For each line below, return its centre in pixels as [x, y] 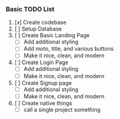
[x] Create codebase [40, 23]
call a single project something [62, 109]
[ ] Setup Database [38, 29]
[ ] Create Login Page [41, 62]
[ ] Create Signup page [43, 83]
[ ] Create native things [43, 103]
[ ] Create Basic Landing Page [52, 35]
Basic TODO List [30, 9]
